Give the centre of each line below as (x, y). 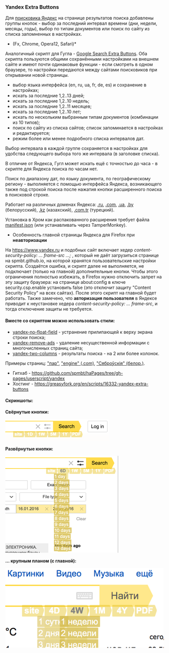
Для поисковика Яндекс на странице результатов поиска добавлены (79, 18)
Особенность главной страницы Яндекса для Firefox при (73, 235)
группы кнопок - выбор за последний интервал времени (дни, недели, (81, 23)
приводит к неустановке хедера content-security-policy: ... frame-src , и (81, 304)
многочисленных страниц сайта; (48, 348)
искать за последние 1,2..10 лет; (47, 112)
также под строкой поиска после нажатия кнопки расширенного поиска (83, 189)
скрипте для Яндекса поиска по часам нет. (52, 169)
